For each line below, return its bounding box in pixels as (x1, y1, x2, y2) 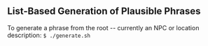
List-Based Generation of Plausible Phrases (7, 5, 201, 17)
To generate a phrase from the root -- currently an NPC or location (7, 23, 200, 32)
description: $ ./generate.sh (7, 31, 91, 39)
